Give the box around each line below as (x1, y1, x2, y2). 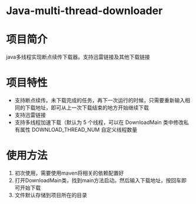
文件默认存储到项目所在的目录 (14, 192, 87, 198)
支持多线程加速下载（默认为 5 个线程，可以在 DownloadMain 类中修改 (14, 119, 184, 126)
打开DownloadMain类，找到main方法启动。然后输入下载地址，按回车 (14, 177, 182, 183)
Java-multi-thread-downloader (6, 4, 163, 18)
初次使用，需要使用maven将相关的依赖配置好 (14, 169, 124, 176)
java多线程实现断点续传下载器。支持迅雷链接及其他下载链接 (6, 53, 150, 61)
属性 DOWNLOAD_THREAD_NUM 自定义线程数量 (19, 126, 137, 133)
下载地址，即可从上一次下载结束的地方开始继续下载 (25, 104, 149, 111)
